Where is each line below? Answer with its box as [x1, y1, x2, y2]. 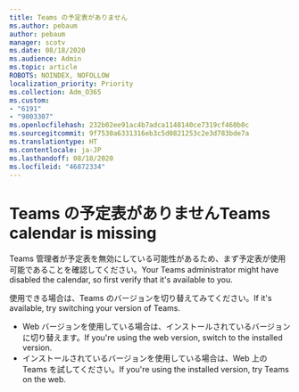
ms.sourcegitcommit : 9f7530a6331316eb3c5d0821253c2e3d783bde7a [9, 129, 250, 138]
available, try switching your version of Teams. [9, 303, 181, 314]
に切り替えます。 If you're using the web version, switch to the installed [21, 332, 283, 343]
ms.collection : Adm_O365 [9, 87, 102, 96]
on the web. [21, 374, 67, 385]
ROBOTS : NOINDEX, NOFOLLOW [9, 71, 110, 80]
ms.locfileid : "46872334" [9, 162, 105, 171]
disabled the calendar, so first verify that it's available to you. [9, 274, 234, 285]
